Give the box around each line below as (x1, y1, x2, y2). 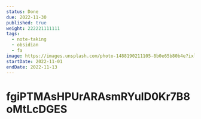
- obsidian (11, 42, 39, 48)
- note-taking (11, 36, 47, 42)
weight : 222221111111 (6, 25, 60, 32)
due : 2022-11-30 (6, 14, 47, 20)
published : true (6, 20, 47, 26)
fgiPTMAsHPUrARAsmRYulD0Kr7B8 (6, 90, 190, 103)
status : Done (6, 8, 39, 15)
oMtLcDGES (6, 102, 68, 116)
